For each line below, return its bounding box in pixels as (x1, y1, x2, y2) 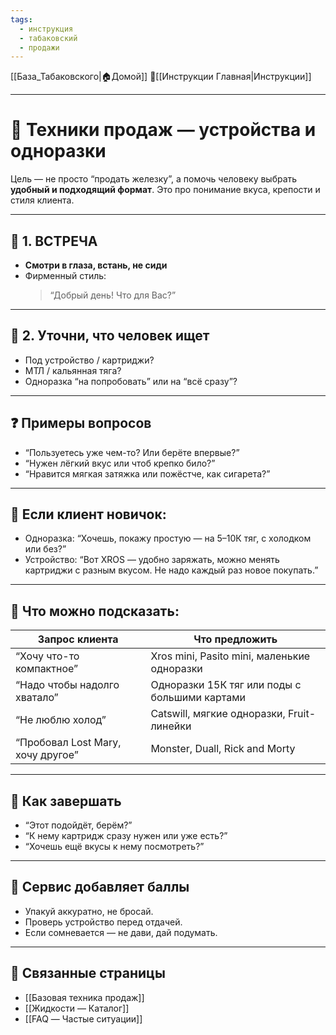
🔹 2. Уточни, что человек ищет (10, 327, 210, 345)
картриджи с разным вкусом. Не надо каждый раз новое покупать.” (24, 564, 319, 576)
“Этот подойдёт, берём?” (24, 819, 133, 831)
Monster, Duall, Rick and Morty (150, 742, 296, 756)
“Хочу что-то (15, 649, 80, 663)
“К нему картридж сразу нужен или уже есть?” (24, 830, 228, 842)
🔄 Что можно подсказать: (10, 602, 180, 620)
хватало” (15, 691, 59, 705)
